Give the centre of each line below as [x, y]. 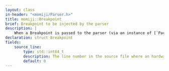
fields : [13, 42]
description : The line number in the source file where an [87, 56]
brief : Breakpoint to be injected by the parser [57, 24]
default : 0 [35, 61]
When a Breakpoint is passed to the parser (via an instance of [83, 33]
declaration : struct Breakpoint [39, 38]
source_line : [28, 47]
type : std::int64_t [44, 51]
